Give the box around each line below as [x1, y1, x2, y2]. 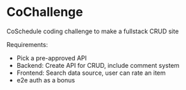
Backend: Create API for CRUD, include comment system [16, 61, 180, 69]
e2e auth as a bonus [16, 75, 76, 84]
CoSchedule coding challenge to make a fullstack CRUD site [6, 27, 179, 35]
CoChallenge [6, 4, 83, 20]
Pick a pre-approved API [16, 53, 87, 62]
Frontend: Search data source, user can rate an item [16, 69, 166, 77]
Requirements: [6, 40, 48, 48]
